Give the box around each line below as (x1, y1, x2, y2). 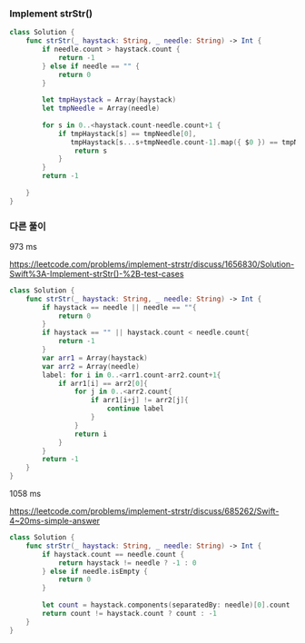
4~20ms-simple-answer (9, 516, 101, 527)
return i (74, 430, 107, 439)
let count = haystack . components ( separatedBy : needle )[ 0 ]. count (42, 600, 290, 610)
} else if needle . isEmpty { (42, 567, 148, 576)
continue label (106, 404, 165, 413)
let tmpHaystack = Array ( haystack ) (42, 95, 177, 104)
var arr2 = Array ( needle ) (42, 361, 141, 371)
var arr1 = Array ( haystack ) (42, 353, 148, 362)
